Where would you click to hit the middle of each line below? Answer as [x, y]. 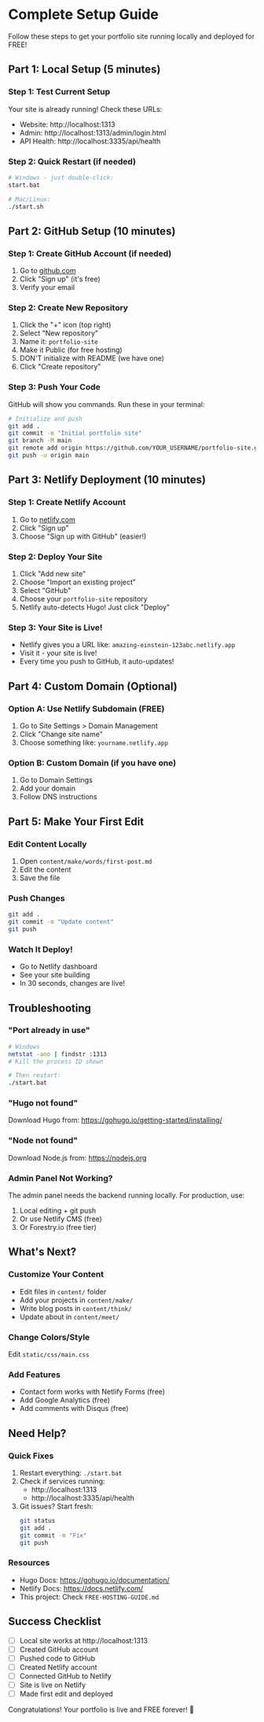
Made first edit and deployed [66, 1694]
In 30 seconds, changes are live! [72, 983]
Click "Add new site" [53, 573]
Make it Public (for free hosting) [71, 350]
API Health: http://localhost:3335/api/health [90, 141]
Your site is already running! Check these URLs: [85, 109]
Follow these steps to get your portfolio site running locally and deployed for [132, 36]
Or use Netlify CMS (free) [60, 1219]
